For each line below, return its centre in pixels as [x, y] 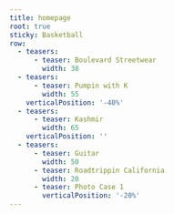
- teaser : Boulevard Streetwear [95, 60]
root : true [30, 26]
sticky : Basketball [46, 35]
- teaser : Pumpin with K [81, 86]
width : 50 [61, 162]
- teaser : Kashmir [68, 119]
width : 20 [61, 178]
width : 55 [61, 94]
